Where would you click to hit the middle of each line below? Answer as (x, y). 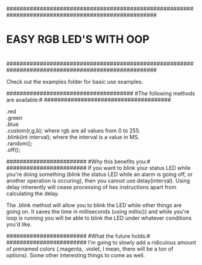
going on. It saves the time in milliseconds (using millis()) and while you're (98, 212)
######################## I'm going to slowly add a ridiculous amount (101, 243)
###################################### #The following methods (101, 93)
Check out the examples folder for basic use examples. (75, 82)
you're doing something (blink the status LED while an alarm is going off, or (99, 175)
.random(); (20, 143)
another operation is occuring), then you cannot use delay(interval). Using (98, 181)
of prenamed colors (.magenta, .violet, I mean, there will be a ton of (90, 249)
